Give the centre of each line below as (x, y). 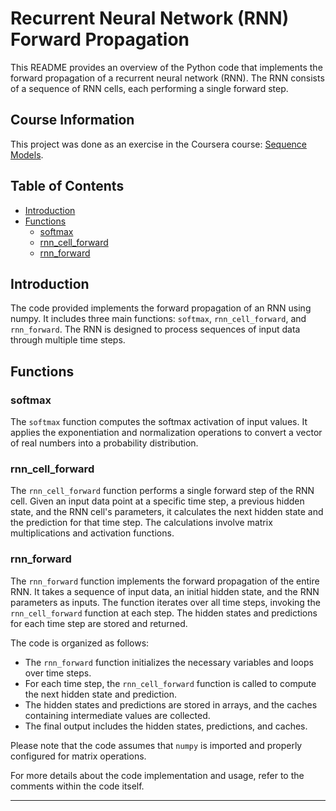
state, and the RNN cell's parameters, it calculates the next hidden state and (167, 512)
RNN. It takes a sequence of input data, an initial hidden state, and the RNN (165, 591)
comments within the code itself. (77, 786)
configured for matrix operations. (78, 756)
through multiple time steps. (68, 340)
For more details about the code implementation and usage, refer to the (157, 775)
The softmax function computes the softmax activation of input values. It (159, 422)
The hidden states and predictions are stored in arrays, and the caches (171, 704)
